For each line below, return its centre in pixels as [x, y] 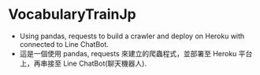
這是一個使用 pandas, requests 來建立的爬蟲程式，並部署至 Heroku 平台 [136, 53]
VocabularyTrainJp [72, 14]
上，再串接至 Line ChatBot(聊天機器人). [83, 63]
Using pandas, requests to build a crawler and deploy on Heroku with [132, 36]
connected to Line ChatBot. [64, 44]
